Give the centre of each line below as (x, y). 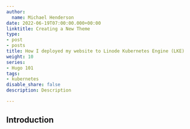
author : (16, 12)
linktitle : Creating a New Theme (48, 29)
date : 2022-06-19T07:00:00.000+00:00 (54, 23)
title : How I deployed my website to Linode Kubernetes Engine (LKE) (96, 51)
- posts (16, 46)
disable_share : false (33, 85)
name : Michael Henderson (43, 17)
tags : (13, 74)
